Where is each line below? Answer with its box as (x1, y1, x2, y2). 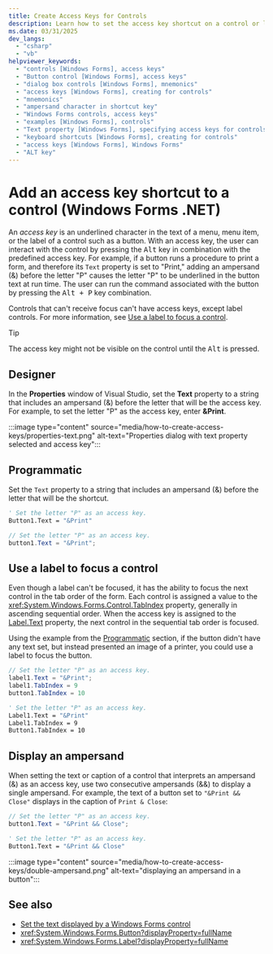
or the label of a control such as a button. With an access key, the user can (8, 236, 259, 246)
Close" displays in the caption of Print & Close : (8, 797, 168, 807)
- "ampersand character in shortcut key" (15, 103, 158, 111)
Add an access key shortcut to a (8, 183, 230, 202)
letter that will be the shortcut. (8, 493, 110, 503)
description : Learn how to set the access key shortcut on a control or (8, 20, 260, 28)
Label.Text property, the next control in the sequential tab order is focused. (8, 618, 259, 628)
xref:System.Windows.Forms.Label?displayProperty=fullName (19, 937, 229, 947)
